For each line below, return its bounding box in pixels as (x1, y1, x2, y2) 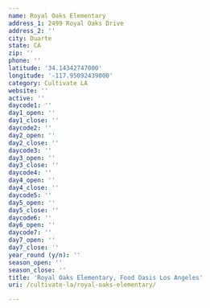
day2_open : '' (8, 131, 56, 139)
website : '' (8, 86, 48, 95)
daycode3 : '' (8, 146, 52, 154)
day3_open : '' (8, 154, 56, 162)
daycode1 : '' (8, 101, 52, 109)
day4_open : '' (8, 176, 56, 185)
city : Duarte (8, 34, 52, 43)
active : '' (8, 94, 45, 102)
